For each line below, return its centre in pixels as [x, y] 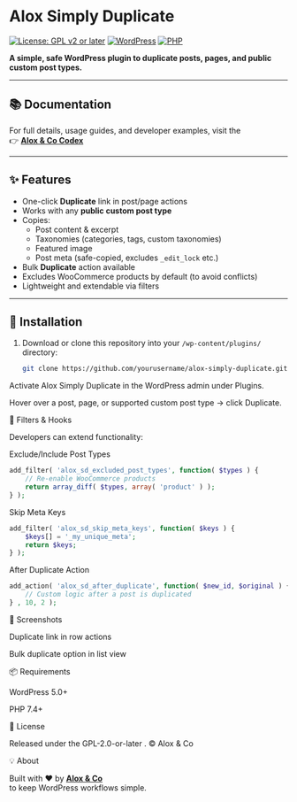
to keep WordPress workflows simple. [78, 787]
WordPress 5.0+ [38, 691]
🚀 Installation [46, 322]
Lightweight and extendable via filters [91, 286]
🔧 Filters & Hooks [41, 420]
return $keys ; [51, 545]
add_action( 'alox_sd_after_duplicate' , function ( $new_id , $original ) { [150, 586]
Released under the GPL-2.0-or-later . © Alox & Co [102, 743]
